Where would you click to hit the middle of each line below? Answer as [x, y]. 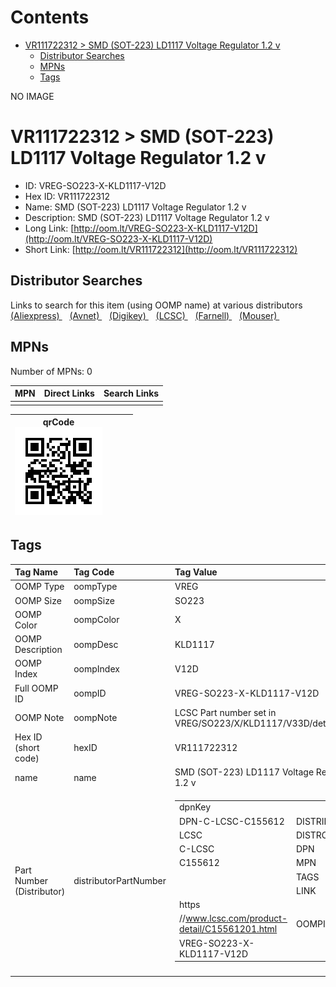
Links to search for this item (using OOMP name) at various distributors [156, 305]
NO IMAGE [32, 96]
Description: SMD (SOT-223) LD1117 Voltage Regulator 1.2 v [147, 217]
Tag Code [94, 572]
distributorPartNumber [120, 881]
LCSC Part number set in [225, 712]
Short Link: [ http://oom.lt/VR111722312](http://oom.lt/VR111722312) [161, 249]
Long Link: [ [49, 228]
